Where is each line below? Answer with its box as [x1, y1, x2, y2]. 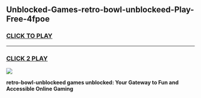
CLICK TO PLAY [6, 32, 53, 40]
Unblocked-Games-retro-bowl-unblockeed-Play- [6, 5, 194, 15]
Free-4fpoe [6, 14, 50, 24]
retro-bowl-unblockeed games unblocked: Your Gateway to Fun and [6, 78, 179, 86]
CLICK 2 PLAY [6, 54, 48, 62]
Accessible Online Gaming [6, 85, 74, 92]
